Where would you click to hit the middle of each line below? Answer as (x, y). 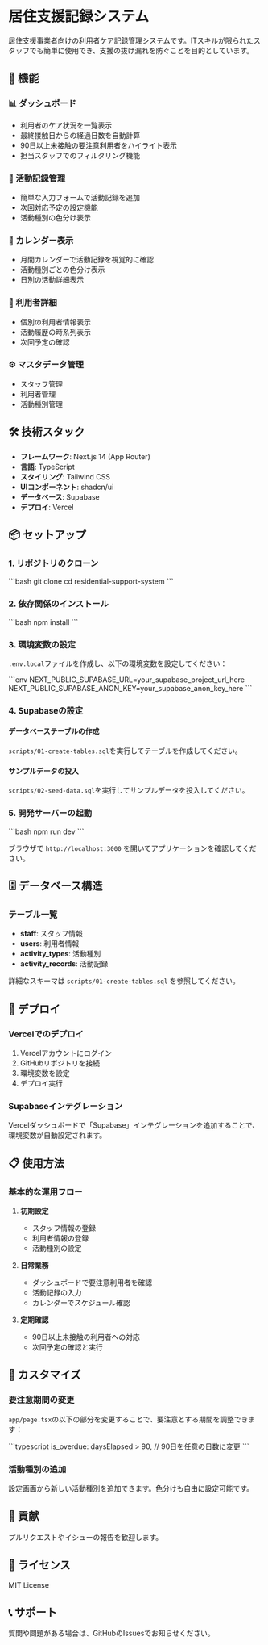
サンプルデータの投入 (43, 771)
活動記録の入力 (57, 1292)
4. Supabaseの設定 (46, 710)
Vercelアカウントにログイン (66, 1053)
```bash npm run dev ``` (46, 831)
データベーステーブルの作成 (54, 731)
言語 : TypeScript (47, 467)
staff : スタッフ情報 (51, 934)
